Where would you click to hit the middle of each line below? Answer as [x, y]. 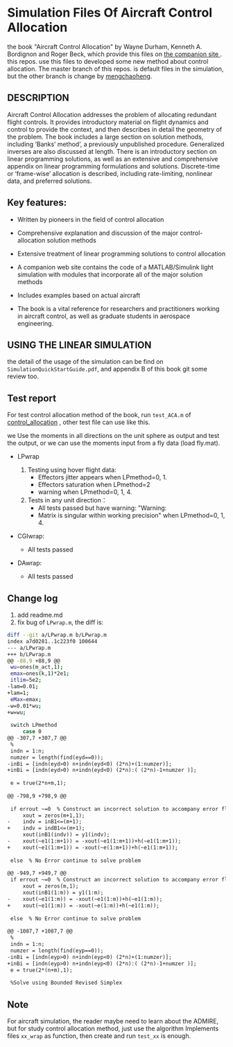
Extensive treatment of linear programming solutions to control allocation [121, 254]
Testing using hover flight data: [72, 470]
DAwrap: [29, 563]
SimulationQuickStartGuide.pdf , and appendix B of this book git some [107, 369]
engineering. [35, 323]
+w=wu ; [17, 712]
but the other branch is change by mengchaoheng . [80, 76]
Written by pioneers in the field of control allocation [90, 219]
